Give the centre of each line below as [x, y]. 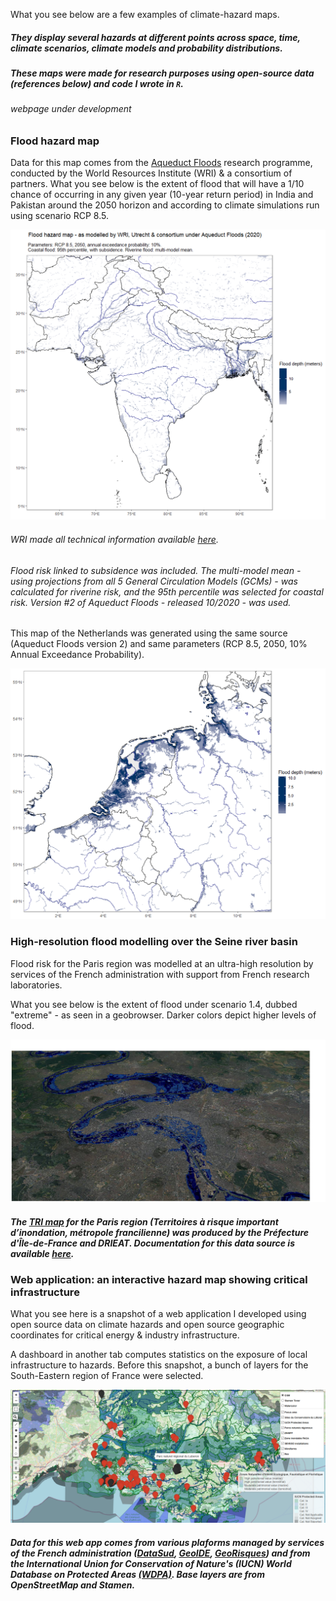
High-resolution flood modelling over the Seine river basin [154, 942]
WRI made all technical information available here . [114, 540]
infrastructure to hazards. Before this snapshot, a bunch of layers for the [159, 1365]
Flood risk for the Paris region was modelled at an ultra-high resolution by [162, 963]
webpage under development [71, 109]
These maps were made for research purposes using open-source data [162, 73]
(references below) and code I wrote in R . [97, 83]
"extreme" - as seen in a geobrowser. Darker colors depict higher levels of [163, 1015]
